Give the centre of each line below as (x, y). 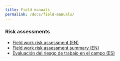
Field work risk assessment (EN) (46, 42)
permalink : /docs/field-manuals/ (40, 14)
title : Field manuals (28, 10)
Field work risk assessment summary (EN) (56, 48)
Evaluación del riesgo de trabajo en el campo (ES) (64, 53)
